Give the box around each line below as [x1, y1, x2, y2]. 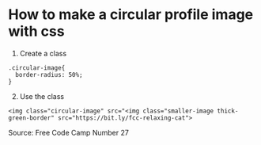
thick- [217, 107, 239, 115]
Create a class [19, 48, 67, 58]
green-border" [8, 113, 55, 122]
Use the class [19, 91, 65, 101]
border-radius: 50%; [15, 71, 83, 78]
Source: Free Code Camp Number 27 [8, 128, 129, 137]
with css [8, 22, 65, 40]
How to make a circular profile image [8, 6, 254, 24]
